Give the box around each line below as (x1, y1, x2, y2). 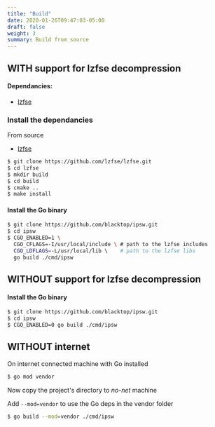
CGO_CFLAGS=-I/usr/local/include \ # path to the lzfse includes (13, 241, 209, 248)
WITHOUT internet (7, 341, 90, 353)
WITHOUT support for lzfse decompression (7, 273, 202, 285)
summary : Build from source (7, 36, 90, 43)
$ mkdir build (7, 171, 49, 178)
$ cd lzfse (7, 164, 39, 172)
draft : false (7, 23, 46, 30)
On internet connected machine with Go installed (7, 359, 148, 368)
